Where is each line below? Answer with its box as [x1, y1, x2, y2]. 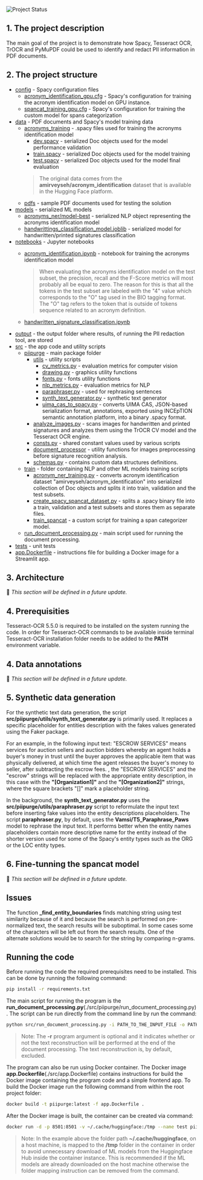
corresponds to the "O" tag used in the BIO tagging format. [39, 294, 186, 301]
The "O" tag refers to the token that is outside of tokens [39, 300, 178, 307]
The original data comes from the [39, 174, 123, 182]
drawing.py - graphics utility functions [42, 368, 137, 375]
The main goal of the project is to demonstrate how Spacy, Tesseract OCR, [6, 39, 192, 47]
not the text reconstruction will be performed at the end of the [21, 1039, 176, 1047]
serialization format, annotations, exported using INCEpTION [42, 407, 193, 414]
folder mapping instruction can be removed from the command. [21, 1167, 179, 1174]
